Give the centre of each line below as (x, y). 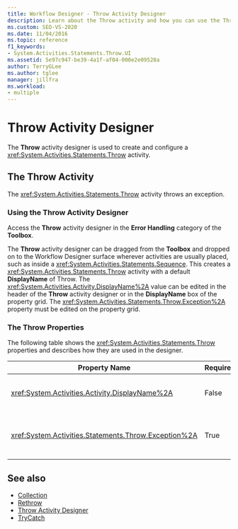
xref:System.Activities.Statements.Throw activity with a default (99, 272)
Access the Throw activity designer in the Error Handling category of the (114, 228)
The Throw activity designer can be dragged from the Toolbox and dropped (119, 249)
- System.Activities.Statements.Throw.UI (69, 54)
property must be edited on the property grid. (74, 309)
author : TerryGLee (34, 66)
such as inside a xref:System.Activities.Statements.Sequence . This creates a (119, 264)
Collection (32, 495)
